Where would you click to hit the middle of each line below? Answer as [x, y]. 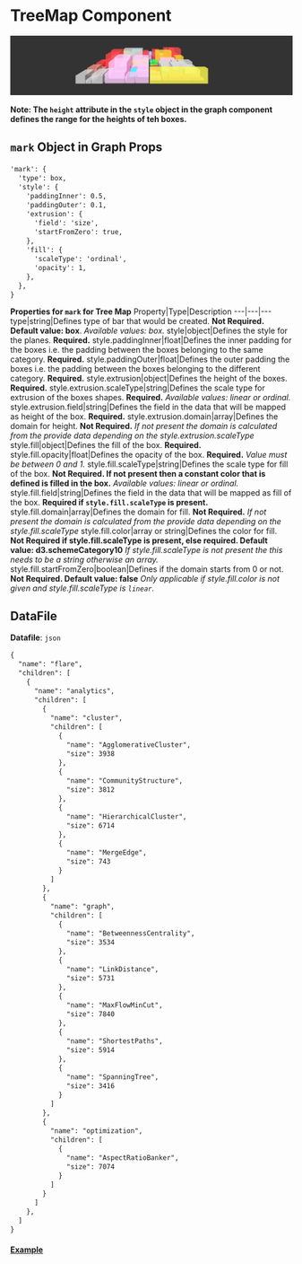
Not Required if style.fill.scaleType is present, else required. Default [139, 540]
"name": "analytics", [74, 691]
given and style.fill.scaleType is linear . [82, 588]
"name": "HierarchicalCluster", [127, 817]
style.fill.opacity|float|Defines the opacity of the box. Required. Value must [149, 454]
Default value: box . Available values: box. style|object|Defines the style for [149, 330]
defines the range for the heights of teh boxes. [99, 118]
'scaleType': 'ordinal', [80, 259]
